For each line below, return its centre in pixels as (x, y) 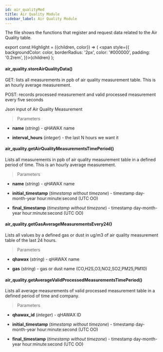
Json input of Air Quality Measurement (44, 109)
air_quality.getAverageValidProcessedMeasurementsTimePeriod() (74, 280)
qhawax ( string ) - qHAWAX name (46, 259)
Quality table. (18, 38)
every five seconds (24, 99)
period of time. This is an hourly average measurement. (61, 165)
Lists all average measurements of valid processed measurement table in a (80, 291)
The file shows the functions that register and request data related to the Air (81, 33)
